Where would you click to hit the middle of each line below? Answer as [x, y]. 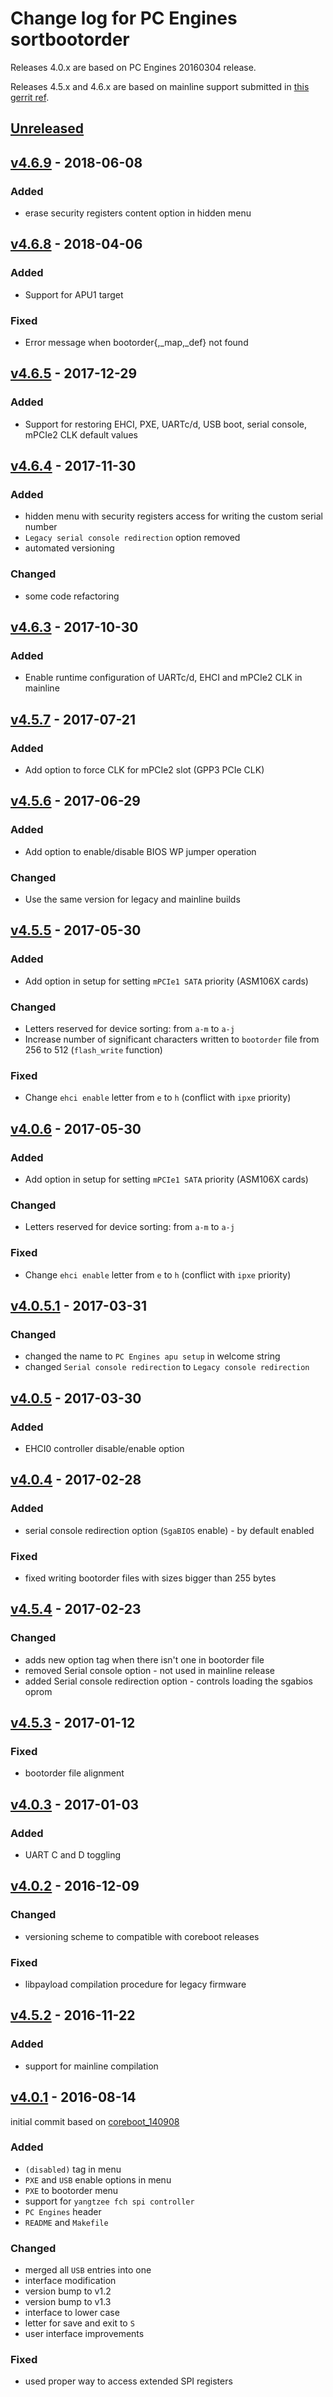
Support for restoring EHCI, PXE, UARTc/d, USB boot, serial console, [165, 424]
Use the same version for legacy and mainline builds [132, 899]
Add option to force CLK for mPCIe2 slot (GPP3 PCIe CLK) [144, 770]
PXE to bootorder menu [71, 2190]
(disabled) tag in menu [73, 2169]
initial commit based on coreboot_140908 [95, 2121]
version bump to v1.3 [68, 2302]
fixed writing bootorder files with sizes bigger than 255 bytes [150, 1578]
